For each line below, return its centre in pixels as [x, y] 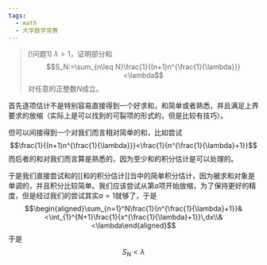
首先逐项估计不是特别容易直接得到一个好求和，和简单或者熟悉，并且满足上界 [133, 106]
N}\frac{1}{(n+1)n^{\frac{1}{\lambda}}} [178, 67]
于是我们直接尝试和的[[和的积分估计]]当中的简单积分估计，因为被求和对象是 [132, 176]
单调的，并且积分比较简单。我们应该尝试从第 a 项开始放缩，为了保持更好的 [129, 186]
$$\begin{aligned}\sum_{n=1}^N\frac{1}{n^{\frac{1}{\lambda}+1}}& [133, 208]
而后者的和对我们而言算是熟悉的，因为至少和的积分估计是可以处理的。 [123, 159]
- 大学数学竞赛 [37, 30]
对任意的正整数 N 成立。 [65, 89]
